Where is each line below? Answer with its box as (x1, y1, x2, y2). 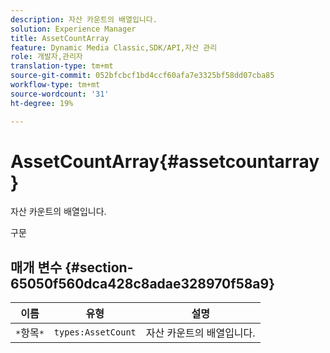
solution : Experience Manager (10, 24, 137, 34)
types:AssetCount (53, 327, 137, 338)
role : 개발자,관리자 (10, 52, 83, 62)
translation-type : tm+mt (10, 61, 114, 71)
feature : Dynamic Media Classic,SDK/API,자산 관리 (10, 42, 218, 53)
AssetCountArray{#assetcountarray (10, 150, 320, 173)
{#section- (64, 259, 134, 276)
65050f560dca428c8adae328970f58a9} (10, 275, 276, 292)
